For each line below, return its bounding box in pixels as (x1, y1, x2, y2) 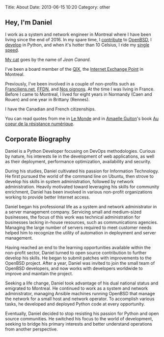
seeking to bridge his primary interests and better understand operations (5, 321, 152, 327)
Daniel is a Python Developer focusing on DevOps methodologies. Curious (5, 148, 156, 154)
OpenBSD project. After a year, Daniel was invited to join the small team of (5, 260, 155, 266)
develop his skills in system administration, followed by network (5, 178, 134, 184)
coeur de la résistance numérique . (5, 120, 75, 127)
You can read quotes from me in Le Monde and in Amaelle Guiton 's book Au (5, 115, 159, 121)
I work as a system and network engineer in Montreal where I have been (5, 31, 151, 37)
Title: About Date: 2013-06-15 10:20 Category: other (5, 4, 110, 10)
